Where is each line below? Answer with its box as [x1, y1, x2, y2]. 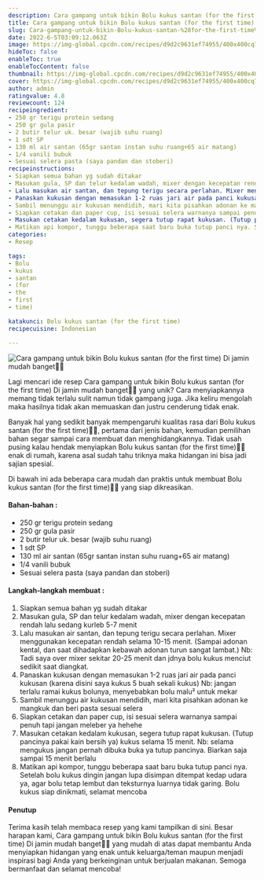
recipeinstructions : [8, 165, 76, 173]
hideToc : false [8, 48, 58, 56]
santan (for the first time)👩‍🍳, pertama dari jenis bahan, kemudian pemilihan [8, 425, 251, 434]
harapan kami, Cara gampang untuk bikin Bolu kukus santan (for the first [8, 830, 244, 841]
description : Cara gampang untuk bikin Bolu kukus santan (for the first [8, 11, 255, 20]
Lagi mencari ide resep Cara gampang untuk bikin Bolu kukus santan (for [8, 376, 245, 386]
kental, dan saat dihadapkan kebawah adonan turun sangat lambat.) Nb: [19, 645, 253, 654]
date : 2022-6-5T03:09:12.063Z [8, 33, 108, 42]
